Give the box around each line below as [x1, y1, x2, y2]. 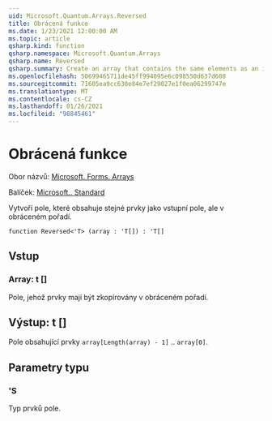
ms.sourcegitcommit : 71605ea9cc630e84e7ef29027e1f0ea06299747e [8, 79, 227, 88]
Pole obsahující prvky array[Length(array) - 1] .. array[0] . [8, 337, 209, 347]
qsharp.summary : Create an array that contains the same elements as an [8, 65, 259, 73]
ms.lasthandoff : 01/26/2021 [8, 102, 104, 110]
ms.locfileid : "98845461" [8, 110, 96, 118]
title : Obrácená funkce [8, 19, 89, 28]
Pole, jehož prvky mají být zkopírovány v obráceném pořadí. [8, 292, 209, 302]
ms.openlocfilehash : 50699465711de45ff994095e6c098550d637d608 [8, 72, 227, 80]
